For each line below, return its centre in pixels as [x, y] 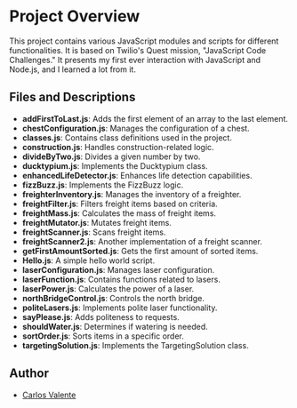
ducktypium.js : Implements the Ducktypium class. [115, 165]
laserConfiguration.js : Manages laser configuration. [118, 269]
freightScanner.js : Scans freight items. [94, 232]
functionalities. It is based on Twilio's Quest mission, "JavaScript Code [138, 50]
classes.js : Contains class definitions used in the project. [127, 137]
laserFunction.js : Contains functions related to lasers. [121, 279]
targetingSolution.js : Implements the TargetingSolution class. [135, 345]
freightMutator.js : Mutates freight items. [96, 222]
